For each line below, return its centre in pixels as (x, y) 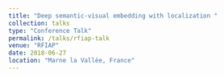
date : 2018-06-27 (37, 53)
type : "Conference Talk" (50, 30)
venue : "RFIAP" (34, 46)
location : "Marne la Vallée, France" (72, 61)
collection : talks (39, 23)
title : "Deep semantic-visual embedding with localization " (113, 16)
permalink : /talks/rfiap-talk (59, 38)
